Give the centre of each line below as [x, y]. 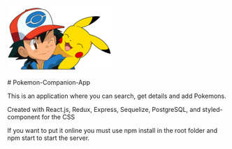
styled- [212, 109]
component [24, 117]
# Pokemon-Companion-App [49, 82]
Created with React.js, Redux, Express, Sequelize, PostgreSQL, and [104, 109]
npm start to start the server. [48, 138]
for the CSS [58, 117]
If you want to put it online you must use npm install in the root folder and [113, 130]
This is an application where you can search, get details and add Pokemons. [117, 96]
